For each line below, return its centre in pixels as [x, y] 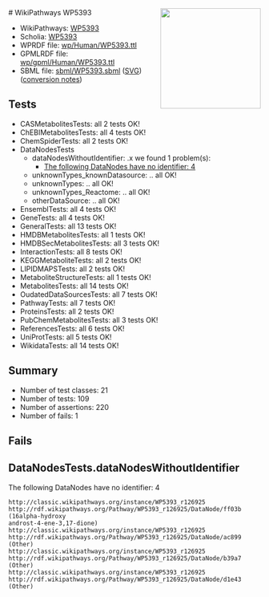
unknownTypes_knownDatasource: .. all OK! [104, 175]
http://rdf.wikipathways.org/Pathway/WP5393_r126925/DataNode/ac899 [125, 537]
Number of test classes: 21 [64, 390]
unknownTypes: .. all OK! [72, 183]
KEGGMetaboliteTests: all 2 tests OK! [80, 260]
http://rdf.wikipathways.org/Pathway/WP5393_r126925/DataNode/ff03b [125, 509]
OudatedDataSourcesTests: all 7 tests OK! [88, 294]
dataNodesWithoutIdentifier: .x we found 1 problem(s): [121, 158]
